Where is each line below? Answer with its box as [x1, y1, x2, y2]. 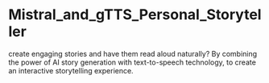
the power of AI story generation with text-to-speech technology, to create [8, 57, 256, 67]
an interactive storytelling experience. [8, 65, 134, 75]
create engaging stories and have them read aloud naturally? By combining [8, 49, 258, 58]
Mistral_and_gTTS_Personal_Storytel [8, 6, 262, 24]
